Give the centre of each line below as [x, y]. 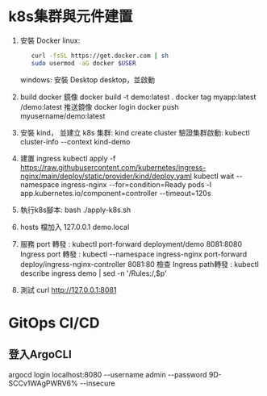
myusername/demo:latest [63, 116]
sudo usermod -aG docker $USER [83, 63]
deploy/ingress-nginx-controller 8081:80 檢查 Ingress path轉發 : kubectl [140, 264]
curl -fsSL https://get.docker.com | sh [100, 56]
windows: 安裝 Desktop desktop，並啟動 [88, 79]
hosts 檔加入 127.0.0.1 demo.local [75, 227]
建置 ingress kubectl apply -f [68, 158]
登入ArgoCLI [40, 354]
